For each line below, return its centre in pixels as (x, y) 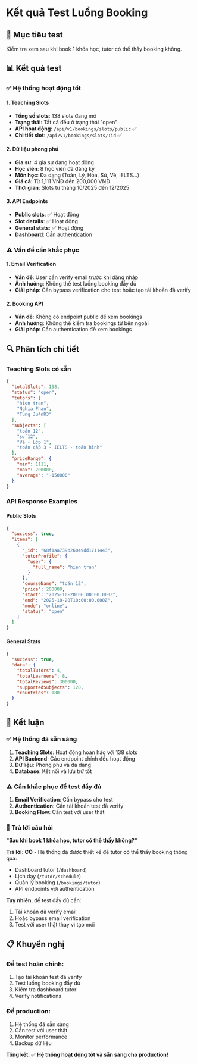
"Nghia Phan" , (34, 409)
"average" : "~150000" (43, 475)
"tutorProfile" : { (45, 556)
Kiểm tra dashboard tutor (46, 990)
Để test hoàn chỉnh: (35, 964)
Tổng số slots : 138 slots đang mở (56, 115)
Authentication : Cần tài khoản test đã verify (69, 806)
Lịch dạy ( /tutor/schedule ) (48, 876)
